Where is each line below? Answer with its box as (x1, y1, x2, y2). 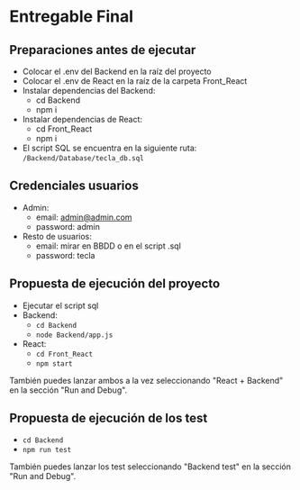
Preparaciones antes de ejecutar (9, 42, 196, 58)
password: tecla (35, 250, 95, 260)
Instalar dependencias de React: (22, 114, 142, 124)
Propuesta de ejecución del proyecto (9, 277, 221, 292)
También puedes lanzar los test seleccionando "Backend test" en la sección (9, 461, 291, 472)
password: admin (35, 221, 101, 231)
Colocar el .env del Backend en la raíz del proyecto (22, 66, 212, 77)
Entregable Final (9, 6, 133, 27)
